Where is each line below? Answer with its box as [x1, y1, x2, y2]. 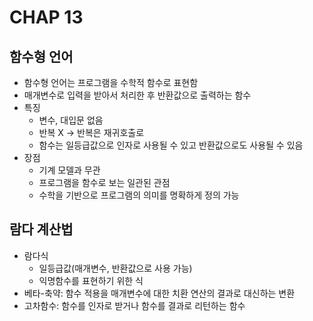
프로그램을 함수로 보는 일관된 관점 [38, 177, 171, 188]
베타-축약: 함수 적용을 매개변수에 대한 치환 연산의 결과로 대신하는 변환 [23, 287, 296, 299]
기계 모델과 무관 [38, 164, 101, 176]
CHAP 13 [9, 6, 84, 29]
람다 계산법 [9, 221, 74, 238]
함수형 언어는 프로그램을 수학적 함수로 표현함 [23, 77, 199, 88]
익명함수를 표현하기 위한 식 [38, 274, 144, 286]
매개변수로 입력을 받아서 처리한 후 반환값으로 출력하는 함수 [23, 89, 252, 101]
